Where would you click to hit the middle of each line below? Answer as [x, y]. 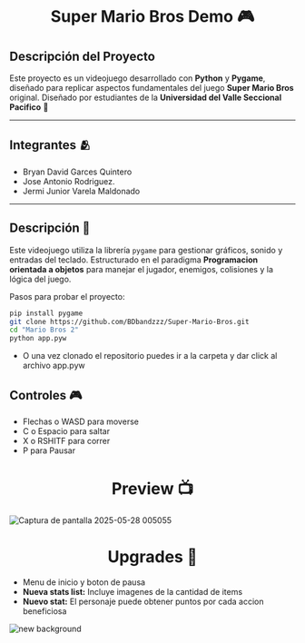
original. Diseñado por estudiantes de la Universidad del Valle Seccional [146, 97]
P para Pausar [49, 450]
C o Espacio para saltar [66, 430]
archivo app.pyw [54, 366]
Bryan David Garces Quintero [77, 172]
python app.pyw [38, 339]
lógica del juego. [40, 279]
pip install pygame [46, 313]
